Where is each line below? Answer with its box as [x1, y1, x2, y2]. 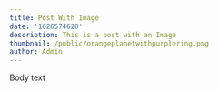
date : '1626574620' [9, 22, 84, 31]
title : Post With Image [9, 13, 100, 23]
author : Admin [9, 47, 64, 56]
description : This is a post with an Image [9, 30, 177, 39]
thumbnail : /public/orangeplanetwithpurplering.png [9, 38, 209, 48]
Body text [9, 72, 45, 83]
